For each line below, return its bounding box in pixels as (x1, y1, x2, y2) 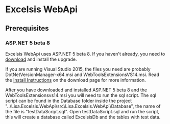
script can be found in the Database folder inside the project (5, 97, 132, 104)
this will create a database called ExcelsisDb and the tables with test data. (5, 114, 161, 120)
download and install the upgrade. (5, 56, 77, 62)
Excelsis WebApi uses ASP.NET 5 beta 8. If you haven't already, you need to (5, 51, 165, 57)
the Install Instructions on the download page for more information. (5, 77, 146, 83)
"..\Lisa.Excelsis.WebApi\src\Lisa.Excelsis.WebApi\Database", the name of (5, 103, 161, 109)
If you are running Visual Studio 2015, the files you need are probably (5, 66, 151, 72)
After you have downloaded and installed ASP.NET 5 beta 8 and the (5, 87, 147, 93)
